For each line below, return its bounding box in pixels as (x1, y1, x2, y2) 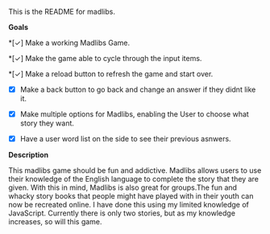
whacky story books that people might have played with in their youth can (8, 191, 254, 201)
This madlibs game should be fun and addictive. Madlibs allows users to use (8, 166, 262, 175)
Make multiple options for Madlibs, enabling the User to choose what (19, 109, 250, 119)
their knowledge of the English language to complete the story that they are (8, 174, 260, 184)
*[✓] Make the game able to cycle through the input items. (8, 54, 202, 63)
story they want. (19, 118, 75, 128)
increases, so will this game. (8, 217, 102, 227)
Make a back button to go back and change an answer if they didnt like (19, 84, 256, 94)
